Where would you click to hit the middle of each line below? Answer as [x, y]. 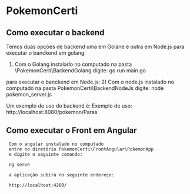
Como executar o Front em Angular [71, 131]
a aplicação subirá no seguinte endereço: [61, 175]
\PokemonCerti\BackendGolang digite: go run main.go [80, 71]
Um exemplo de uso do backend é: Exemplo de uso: [69, 106]
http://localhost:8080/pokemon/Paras [52, 112]
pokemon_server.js [29, 94]
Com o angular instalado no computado [56, 144]
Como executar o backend [55, 33]
